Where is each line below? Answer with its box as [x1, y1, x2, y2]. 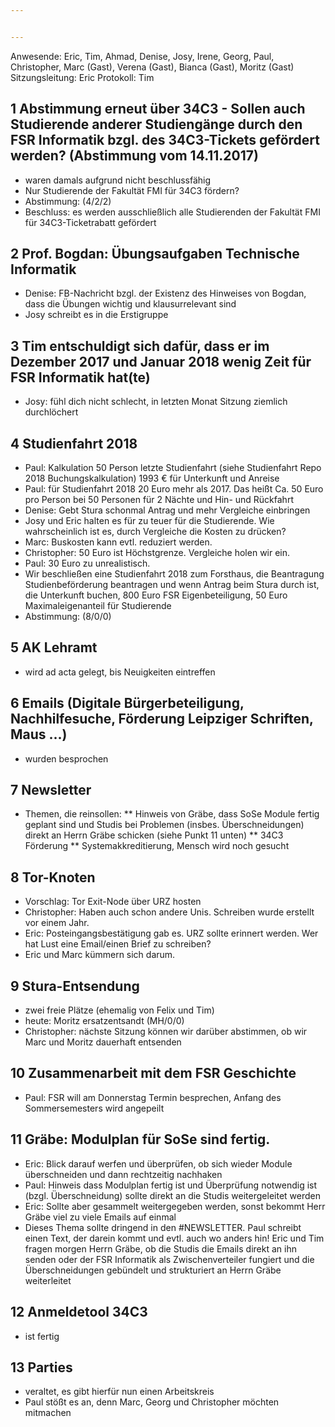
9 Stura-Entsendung [10, 977, 140, 995]
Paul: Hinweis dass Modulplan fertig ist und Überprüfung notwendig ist [24, 1179, 318, 1191]
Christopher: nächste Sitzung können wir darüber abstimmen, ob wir [24, 1026, 308, 1038]
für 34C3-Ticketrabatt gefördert [24, 216, 157, 228]
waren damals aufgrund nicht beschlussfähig [24, 174, 212, 186]
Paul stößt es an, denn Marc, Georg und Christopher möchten [24, 1396, 280, 1408]
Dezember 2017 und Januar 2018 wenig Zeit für [10, 353, 312, 370]
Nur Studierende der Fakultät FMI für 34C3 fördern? [24, 184, 240, 196]
